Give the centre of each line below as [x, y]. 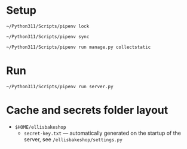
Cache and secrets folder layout [87, 110]
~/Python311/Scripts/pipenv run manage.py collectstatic [79, 47]
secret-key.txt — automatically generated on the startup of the [102, 133]
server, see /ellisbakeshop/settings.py [73, 139]
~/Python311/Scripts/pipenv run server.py [60, 86]
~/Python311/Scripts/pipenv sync [48, 36]
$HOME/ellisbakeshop [40, 127]
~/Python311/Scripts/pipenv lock [48, 26]
